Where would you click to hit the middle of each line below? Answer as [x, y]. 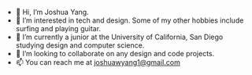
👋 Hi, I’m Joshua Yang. [52, 12]
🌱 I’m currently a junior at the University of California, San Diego [119, 37]
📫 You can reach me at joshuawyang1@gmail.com [98, 62]
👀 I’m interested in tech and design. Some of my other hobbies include [130, 20]
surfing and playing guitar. [58, 29]
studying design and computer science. [80, 45]
